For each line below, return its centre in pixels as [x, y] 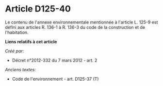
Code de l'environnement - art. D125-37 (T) [55, 79]
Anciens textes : [21, 69]
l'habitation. [17, 32]
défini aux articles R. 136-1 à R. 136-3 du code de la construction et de [75, 27]
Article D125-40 [38, 9]
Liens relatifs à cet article [31, 41]
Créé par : [15, 51]
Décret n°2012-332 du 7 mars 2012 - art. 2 [55, 60]
